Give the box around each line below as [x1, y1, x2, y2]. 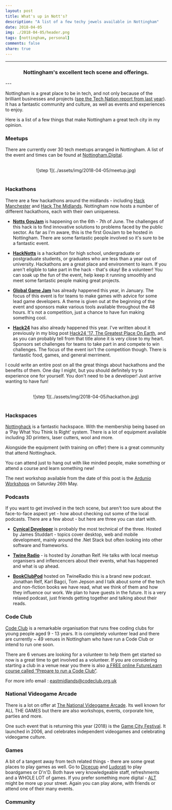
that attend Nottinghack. [5, 449, 57, 456]
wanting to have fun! [5, 378, 49, 384]
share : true [5, 46, 31, 51]
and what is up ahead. [12, 563, 60, 570]
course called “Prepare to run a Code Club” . [5, 668, 98, 674]
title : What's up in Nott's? [5, 13, 68, 19]
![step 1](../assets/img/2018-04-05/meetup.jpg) [35, 167, 136, 174]
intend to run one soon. [5, 641, 55, 647]
